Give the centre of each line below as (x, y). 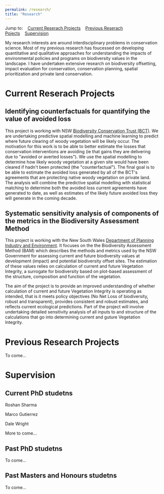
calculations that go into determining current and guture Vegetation (73, 317)
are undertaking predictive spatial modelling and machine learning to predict (82, 136)
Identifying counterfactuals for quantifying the (78, 111)
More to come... (21, 433)
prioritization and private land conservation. (49, 74)
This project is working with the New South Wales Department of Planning (80, 240)
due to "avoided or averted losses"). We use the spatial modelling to (74, 157)
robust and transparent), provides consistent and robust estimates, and (77, 302)
